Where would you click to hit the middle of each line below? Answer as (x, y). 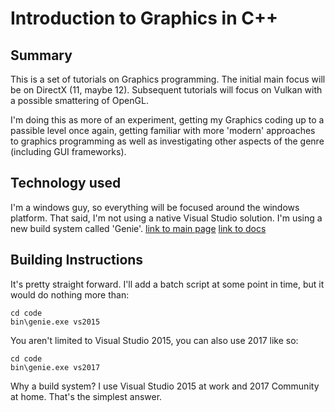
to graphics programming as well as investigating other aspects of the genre (167, 141)
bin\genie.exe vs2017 (55, 367)
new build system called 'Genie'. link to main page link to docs (138, 228)
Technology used (66, 183)
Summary (41, 55)
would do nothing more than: (70, 294)
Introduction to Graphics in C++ (144, 18)
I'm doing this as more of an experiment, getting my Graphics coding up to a (167, 120)
